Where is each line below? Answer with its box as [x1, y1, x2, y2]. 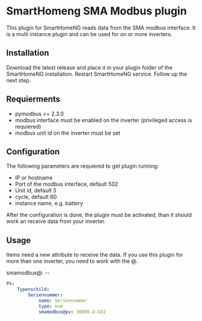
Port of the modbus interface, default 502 [14, 180, 118, 188]
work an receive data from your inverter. [6, 218, 106, 225]
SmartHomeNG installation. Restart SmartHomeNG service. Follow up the [6, 70, 188, 78]
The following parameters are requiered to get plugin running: [6, 162, 159, 170]
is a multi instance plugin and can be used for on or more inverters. [6, 30, 173, 37]
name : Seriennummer [38, 298, 87, 304]
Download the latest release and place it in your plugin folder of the [6, 64, 173, 71]
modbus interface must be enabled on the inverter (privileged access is [14, 116, 192, 124]
